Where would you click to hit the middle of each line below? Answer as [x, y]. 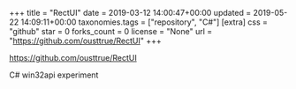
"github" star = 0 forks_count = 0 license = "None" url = [111, 31]
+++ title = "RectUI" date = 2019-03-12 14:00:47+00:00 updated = [130, 13]
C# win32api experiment [54, 75]
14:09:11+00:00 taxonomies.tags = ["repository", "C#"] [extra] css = [144, 22]
